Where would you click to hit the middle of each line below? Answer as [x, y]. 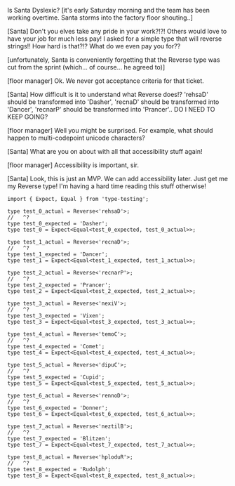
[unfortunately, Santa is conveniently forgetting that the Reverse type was [114, 60]
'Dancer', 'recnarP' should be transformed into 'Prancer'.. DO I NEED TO [111, 109]
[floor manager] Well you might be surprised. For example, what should [110, 130]
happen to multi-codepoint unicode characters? [76, 138]
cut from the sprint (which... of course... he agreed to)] [86, 67]
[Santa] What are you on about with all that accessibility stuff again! [105, 151]
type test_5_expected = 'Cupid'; [56, 377]
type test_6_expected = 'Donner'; [58, 408]
